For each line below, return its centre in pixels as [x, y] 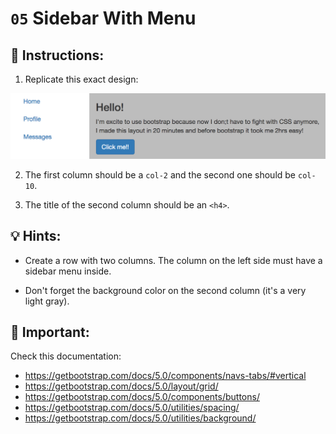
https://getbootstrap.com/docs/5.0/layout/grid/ [121, 386]
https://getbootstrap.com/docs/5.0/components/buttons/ [142, 397]
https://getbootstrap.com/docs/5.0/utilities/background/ [140, 418]
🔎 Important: [50, 332]
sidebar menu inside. [68, 271]
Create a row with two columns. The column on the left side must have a [173, 260]
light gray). [47, 301]
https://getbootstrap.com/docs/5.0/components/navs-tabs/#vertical [165, 376]
